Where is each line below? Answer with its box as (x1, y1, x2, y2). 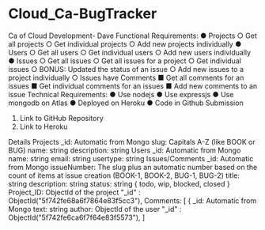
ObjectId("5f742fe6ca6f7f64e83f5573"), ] (8, 213, 146, 222)
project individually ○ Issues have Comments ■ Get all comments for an (8, 73, 244, 82)
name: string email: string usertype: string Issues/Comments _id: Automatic (8, 153, 254, 163)
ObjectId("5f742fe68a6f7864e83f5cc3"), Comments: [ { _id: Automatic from (8, 195, 257, 205)
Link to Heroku (19, 122, 68, 131)
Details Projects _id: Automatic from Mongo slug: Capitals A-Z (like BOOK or (8, 137, 256, 146)
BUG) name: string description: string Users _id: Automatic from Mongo (8, 145, 241, 155)
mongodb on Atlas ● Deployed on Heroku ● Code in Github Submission (8, 98, 244, 107)
